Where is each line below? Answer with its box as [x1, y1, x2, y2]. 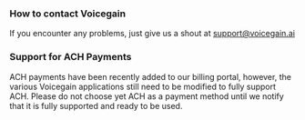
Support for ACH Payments [9, 51, 132, 64]
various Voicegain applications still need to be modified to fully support [9, 81, 276, 92]
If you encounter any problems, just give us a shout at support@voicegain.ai [9, 28, 296, 39]
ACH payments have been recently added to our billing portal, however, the [9, 71, 291, 82]
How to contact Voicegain [9, 7, 126, 20]
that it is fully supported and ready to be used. [9, 100, 183, 111]
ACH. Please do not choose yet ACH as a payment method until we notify [9, 90, 284, 102]
